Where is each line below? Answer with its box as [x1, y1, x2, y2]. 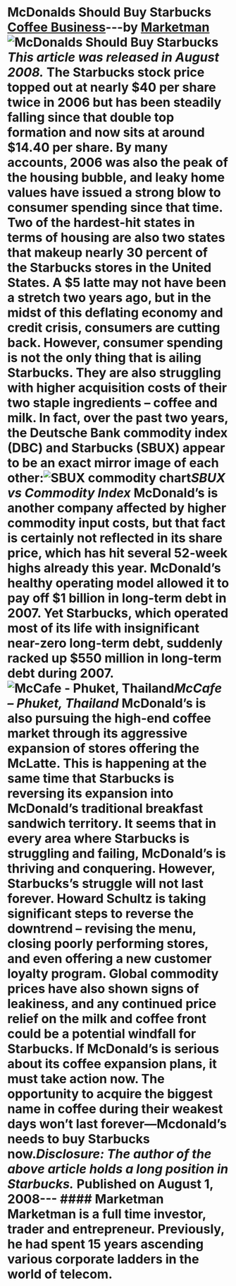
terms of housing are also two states [7, 230, 225, 246]
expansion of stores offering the [7, 740, 199, 756]
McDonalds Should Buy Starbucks [7, 4, 212, 21]
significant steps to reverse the [7, 906, 194, 922]
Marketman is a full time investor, [7, 1206, 206, 1222]
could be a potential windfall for [7, 1026, 197, 1042]
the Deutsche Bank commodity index [7, 425, 228, 441]
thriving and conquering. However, [7, 860, 216, 877]
